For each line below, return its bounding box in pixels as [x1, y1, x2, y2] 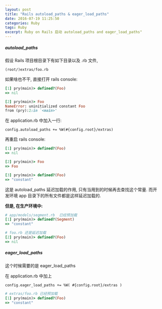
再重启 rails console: [5, 136, 46, 142]
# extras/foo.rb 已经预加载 [5, 291, 58, 296]
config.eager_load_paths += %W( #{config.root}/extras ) [5, 282, 122, 288]
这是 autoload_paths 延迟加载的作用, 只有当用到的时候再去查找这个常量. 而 [5, 186, 153, 192]
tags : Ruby [5, 25, 27, 30]
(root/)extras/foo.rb [5, 67, 49, 72]
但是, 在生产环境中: [5, 203, 43, 209]
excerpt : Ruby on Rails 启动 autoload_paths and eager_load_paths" [5, 30, 143, 34]
